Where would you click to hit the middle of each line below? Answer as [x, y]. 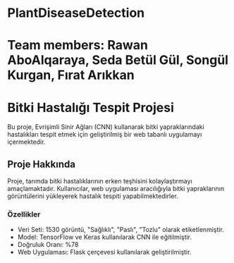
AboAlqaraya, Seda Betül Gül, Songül [118, 60]
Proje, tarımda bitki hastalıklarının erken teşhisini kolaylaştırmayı [100, 181]
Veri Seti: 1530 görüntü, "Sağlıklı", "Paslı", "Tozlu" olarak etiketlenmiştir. [121, 230]
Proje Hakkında [42, 164]
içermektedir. [26, 142]
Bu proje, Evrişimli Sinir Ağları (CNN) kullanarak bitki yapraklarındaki [106, 127]
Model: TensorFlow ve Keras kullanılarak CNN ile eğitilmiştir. [105, 237]
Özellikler [24, 214]
